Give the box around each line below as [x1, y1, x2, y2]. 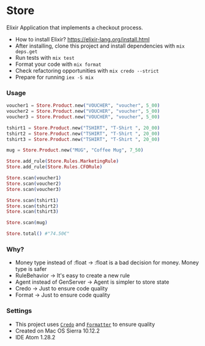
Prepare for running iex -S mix [15, 73, 94, 81]
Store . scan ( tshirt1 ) [6, 197, 59, 203]
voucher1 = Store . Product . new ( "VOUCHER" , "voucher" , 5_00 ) [6, 103, 160, 109]
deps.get [15, 48, 38, 55]
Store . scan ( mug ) [6, 220, 48, 226]
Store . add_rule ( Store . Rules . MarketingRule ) [6, 158, 119, 165]
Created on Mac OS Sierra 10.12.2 [15, 327, 100, 334]
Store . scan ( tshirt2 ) [6, 203, 59, 209]
